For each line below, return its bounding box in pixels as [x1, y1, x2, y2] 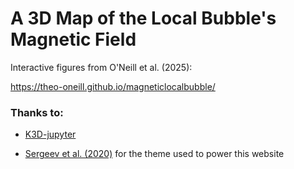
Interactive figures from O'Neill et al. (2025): [10, 61, 193, 73]
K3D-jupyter [24, 128, 77, 141]
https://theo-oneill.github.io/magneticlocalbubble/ [10, 80, 216, 92]
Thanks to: [10, 105, 64, 119]
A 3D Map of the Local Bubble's [10, 7, 277, 30]
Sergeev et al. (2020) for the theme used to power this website [24, 148, 285, 160]
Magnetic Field [10, 28, 137, 51]
